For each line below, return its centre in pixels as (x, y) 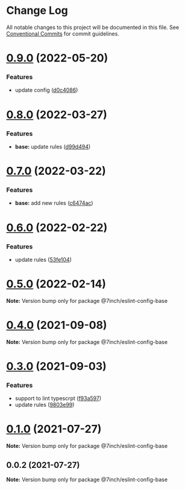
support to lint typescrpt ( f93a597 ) (58, 398)
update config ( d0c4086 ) (46, 90)
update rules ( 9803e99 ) (45, 405)
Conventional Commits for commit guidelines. (63, 33)
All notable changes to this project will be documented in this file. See (93, 27)
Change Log (37, 11)
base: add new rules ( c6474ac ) (54, 203)
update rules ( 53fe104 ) (43, 259)
